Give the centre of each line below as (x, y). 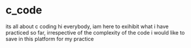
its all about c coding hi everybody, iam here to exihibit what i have (87, 26)
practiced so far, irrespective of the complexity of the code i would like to (95, 32)
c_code (24, 10)
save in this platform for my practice (50, 39)
